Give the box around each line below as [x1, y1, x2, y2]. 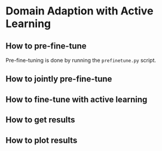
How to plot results [5, 135, 78, 145]
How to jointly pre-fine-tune [5, 74, 112, 84]
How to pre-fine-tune [5, 41, 87, 51]
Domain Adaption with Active [5, 4, 154, 18]
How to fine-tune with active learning [5, 94, 148, 104]
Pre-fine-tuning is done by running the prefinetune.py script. [5, 57, 157, 64]
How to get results [5, 115, 75, 125]
